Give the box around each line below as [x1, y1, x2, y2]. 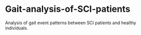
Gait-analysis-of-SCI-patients [5, 3, 131, 15]
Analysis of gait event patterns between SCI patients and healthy [5, 20, 137, 26]
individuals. [5, 25, 28, 31]
